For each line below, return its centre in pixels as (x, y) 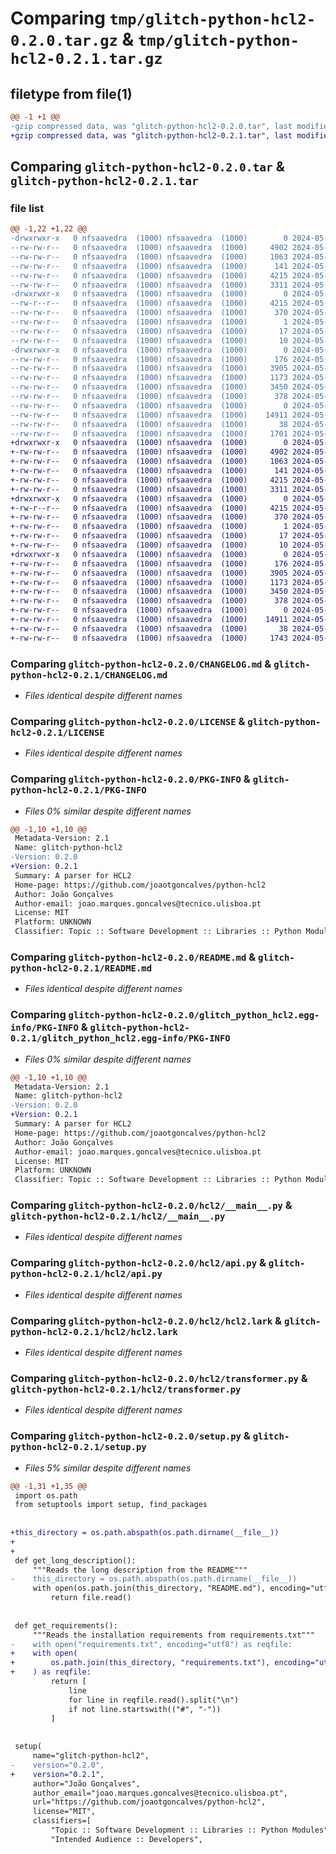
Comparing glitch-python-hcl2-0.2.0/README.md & (133, 957)
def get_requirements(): (66, 1625)
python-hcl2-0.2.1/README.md (81, 968)
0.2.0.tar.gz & (72, 39)
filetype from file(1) (71, 93)
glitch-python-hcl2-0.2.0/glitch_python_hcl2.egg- (194, 1015)
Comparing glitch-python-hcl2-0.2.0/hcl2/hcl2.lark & (146, 1320)
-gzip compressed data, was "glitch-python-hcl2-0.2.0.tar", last (151, 126)
